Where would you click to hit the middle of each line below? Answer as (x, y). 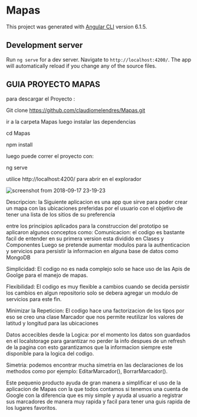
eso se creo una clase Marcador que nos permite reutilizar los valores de (95, 316)
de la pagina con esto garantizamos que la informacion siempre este (89, 347)
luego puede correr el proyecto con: (50, 156)
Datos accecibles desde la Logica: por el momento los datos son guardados (98, 334)
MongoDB (18, 257)
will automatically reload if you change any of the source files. (81, 66)
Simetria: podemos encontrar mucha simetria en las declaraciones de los (95, 365)
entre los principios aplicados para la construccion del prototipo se (87, 226)
